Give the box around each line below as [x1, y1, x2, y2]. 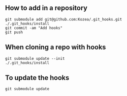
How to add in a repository [5, 4, 88, 12]
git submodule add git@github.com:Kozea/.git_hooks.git [5, 17, 122, 22]
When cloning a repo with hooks [5, 43, 106, 51]
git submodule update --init [5, 56, 65, 61]
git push [5, 29, 23, 35]
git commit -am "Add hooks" [5, 25, 63, 30]
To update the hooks [5, 73, 70, 82]
